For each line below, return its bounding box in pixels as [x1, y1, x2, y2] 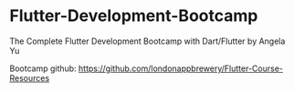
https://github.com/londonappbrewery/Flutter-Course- [78, 63, 284, 74]
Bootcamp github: [9, 63, 77, 74]
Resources [9, 72, 50, 83]
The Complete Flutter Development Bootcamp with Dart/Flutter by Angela [9, 36, 286, 46]
